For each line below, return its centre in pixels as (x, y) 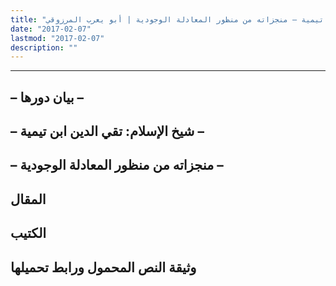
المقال (28, 199)
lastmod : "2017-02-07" (57, 38)
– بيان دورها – (47, 97)
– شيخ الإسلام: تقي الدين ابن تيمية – (107, 131)
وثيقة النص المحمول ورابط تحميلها (103, 267)
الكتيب (28, 233)
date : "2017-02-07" (51, 29)
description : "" (44, 47)
